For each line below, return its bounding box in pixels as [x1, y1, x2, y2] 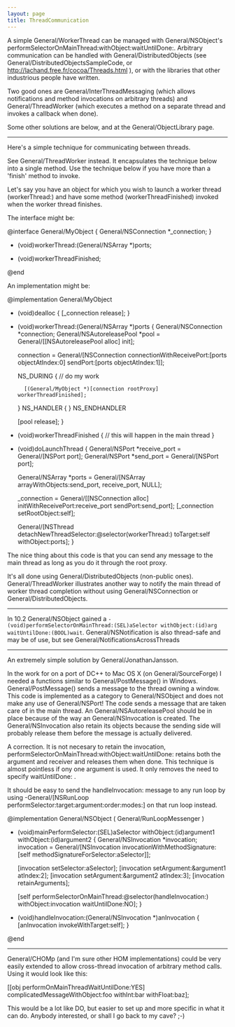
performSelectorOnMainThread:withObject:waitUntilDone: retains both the [7, 749, 222, 758]
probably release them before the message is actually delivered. [7, 728, 192, 737]
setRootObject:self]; [17, 509, 76, 517]
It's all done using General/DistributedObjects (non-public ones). [7, 572, 194, 580]
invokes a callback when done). [7, 109, 99, 118]
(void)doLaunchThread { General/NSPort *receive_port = [17, 444, 182, 453]
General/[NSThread [17, 522, 75, 531]
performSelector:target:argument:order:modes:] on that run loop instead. [7, 801, 218, 809]
